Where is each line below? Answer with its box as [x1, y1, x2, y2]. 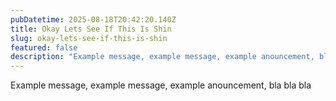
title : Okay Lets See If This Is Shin [10, 24, 172, 34]
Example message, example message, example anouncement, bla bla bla [10, 79, 312, 91]
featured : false [10, 42, 78, 53]
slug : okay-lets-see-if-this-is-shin [10, 33, 168, 43]
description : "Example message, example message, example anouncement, [10, 52, 315, 62]
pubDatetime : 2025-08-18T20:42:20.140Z [10, 14, 177, 25]
